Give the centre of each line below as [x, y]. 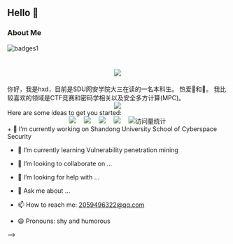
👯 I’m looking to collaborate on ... [65, 163]
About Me [24, 33]
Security [19, 136]
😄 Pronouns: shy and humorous [64, 221]
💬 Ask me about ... [44, 191]
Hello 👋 [23, 13]
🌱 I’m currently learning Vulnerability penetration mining [98, 150]
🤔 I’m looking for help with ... [58, 177]
